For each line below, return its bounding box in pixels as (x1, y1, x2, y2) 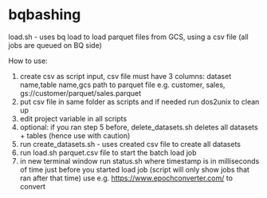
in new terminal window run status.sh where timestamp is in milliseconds (19, 156, 260, 165)
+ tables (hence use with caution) (19, 130, 131, 141)
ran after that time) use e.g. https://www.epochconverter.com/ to (19, 173, 234, 183)
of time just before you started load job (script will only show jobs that (19, 164, 249, 174)
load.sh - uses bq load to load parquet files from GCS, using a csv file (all (8, 32, 249, 42)
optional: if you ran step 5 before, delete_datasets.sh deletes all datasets (19, 122, 258, 132)
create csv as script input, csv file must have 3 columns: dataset (19, 71, 232, 81)
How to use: (8, 56, 48, 65)
